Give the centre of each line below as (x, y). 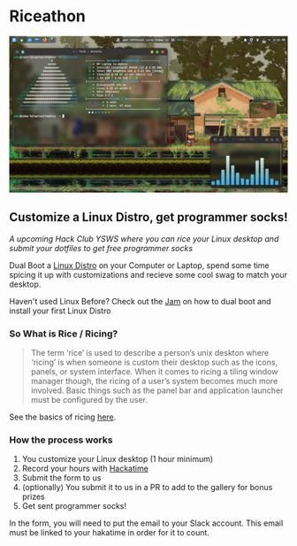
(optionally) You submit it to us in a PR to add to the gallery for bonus (147, 488)
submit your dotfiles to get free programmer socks (101, 248)
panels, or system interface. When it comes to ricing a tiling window (154, 372)
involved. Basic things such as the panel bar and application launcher (157, 390)
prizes (34, 496)
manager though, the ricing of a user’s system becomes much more (154, 381)
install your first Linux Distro (60, 311)
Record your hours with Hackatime (85, 469)
